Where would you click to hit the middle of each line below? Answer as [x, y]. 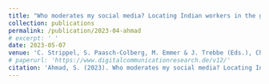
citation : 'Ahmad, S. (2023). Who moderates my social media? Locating [130, 68]
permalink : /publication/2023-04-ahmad [75, 30]
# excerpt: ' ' [34, 38]
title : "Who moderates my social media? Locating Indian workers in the [132, 16]
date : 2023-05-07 [37, 46]
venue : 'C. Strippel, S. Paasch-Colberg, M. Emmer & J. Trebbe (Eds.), [130, 53]
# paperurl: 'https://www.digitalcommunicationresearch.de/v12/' [119, 61]
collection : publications [51, 23]
